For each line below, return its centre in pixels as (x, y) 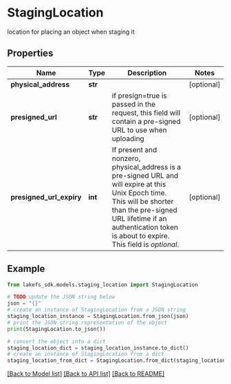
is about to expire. (141, 235)
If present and (134, 149)
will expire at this (139, 184)
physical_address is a (146, 167)
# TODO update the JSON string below (61, 297)
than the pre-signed (144, 210)
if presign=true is (139, 96)
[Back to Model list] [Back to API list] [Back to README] (86, 374)
